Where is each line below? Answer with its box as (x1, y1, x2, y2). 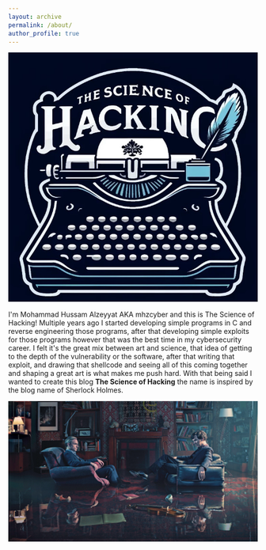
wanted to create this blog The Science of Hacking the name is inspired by (8, 377, 253, 387)
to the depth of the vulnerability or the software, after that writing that (8, 352, 235, 362)
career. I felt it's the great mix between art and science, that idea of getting (8, 343, 253, 353)
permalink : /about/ (8, 21, 73, 29)
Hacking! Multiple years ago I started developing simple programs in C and (8, 318, 252, 328)
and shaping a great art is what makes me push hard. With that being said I (8, 369, 253, 378)
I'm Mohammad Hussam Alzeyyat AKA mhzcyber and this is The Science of (8, 309, 255, 320)
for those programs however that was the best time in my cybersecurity (8, 335, 242, 344)
